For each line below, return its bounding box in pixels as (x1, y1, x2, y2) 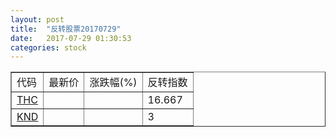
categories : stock (10, 42, 87, 53)
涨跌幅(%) (89, 76, 138, 90)
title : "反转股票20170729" (10, 24, 122, 34)
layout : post (10, 14, 65, 25)
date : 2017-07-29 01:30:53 (10, 33, 132, 43)
